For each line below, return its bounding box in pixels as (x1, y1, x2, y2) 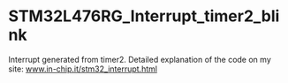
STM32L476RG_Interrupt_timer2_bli (8, 6, 280, 26)
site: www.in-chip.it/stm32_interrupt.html (8, 64, 158, 74)
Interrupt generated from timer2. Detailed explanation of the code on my (8, 54, 271, 64)
